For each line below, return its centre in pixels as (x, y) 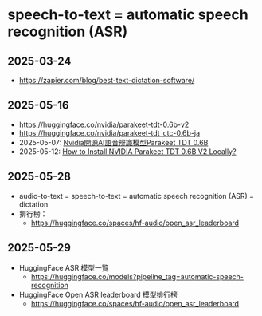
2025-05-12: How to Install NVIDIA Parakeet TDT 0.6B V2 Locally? (127, 151)
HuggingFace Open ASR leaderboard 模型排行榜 (98, 295)
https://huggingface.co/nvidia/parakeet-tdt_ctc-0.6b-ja (109, 132)
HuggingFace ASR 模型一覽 (64, 268)
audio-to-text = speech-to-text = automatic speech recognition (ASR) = (137, 196)
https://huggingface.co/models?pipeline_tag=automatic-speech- (137, 277)
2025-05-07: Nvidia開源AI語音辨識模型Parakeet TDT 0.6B (113, 142)
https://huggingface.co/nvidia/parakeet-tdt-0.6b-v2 (104, 124)
